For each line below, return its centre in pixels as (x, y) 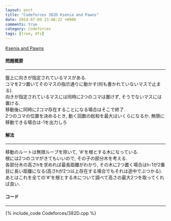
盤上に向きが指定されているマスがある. (46, 78)
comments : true (21, 24)
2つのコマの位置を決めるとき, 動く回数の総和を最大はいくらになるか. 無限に (85, 116)
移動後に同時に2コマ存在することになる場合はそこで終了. (65, 110)
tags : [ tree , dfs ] (25, 34)
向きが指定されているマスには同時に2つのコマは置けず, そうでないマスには (83, 97)
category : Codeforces (28, 29)
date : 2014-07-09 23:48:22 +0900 (41, 19)
